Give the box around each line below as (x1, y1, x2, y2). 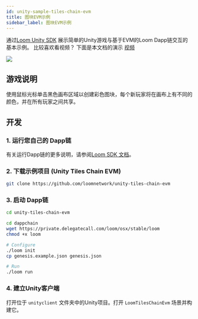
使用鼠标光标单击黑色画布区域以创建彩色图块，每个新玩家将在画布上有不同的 (6, 91, 193, 98)
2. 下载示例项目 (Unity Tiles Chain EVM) (6, 167, 121, 175)
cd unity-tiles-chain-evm (6, 210, 70, 216)
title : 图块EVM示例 (6, 14, 51, 20)
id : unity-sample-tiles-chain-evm (6, 8, 92, 15)
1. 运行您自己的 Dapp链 (6, 136, 72, 145)
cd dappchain (6, 220, 38, 226)
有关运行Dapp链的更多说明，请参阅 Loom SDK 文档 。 (6, 151, 135, 158)
